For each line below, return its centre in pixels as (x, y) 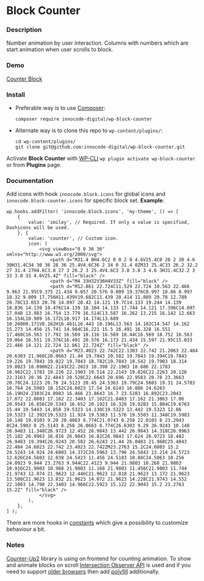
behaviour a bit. (26, 529)
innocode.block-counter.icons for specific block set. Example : (86, 201)
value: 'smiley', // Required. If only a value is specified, (109, 223)
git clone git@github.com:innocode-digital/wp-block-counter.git (100, 147)
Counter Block (24, 79)
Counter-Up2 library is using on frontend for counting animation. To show (99, 558)
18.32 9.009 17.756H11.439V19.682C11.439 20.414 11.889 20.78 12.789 (97, 297)
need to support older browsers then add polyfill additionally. (83, 571)
